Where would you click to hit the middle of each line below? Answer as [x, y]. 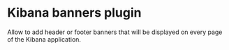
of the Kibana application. [44, 39]
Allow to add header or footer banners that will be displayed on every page [115, 32]
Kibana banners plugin [74, 13]
